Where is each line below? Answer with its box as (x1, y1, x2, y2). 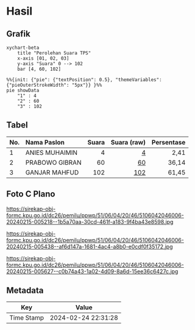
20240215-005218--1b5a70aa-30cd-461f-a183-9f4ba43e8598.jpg (6, 218, 174, 225)
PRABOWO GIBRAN (25, 158, 82, 167)
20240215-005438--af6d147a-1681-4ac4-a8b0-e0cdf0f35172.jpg (6, 243, 173, 250)
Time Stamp (9, 314, 44, 322)
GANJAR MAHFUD (25, 168, 79, 176)
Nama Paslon (25, 138, 65, 146)
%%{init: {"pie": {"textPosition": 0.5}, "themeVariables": (6, 77, 163, 83)
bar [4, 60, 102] (17, 66, 62, 72)
